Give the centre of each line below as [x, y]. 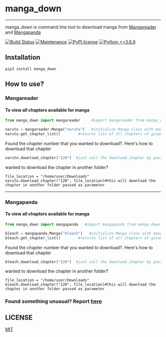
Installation [23, 57]
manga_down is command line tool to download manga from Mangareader [81, 27]
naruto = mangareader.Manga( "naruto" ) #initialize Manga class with [79, 129]
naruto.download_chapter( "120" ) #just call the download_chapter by [78, 158]
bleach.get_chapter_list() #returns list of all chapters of [77, 238]
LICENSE [19, 317]
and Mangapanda [23, 32]
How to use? [25, 84]
